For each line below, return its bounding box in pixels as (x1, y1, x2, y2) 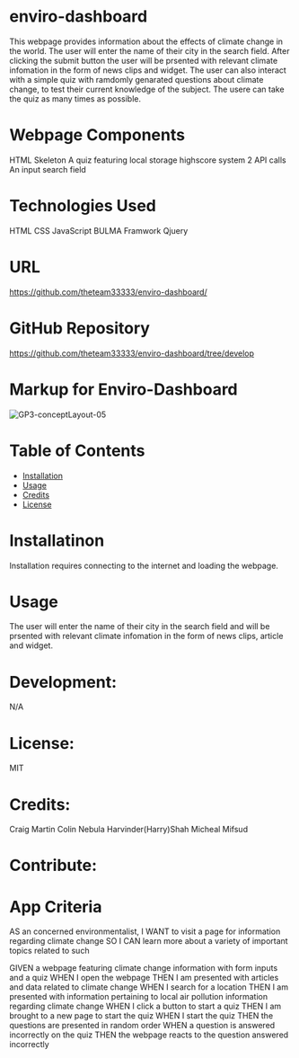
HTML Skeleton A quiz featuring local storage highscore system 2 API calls (9, 155, 286, 165)
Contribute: (9, 856, 97, 876)
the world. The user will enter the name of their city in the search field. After (9, 45, 290, 56)
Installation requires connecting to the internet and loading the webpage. (9, 560, 278, 571)
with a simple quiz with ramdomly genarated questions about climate (9, 74, 264, 84)
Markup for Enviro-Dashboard (9, 379, 238, 399)
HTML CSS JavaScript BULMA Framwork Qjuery (9, 225, 189, 236)
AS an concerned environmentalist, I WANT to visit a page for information (9, 926, 281, 937)
